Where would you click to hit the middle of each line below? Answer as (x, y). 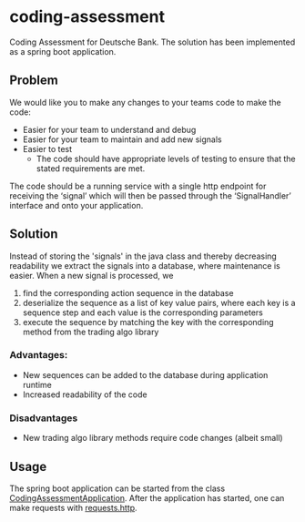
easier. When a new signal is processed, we (91, 275)
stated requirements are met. (91, 168)
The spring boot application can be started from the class (117, 488)
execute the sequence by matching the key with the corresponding (148, 322)
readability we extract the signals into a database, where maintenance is (145, 265)
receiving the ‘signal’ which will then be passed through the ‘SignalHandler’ (150, 195)
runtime (37, 384)
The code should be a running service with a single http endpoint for (138, 186)
